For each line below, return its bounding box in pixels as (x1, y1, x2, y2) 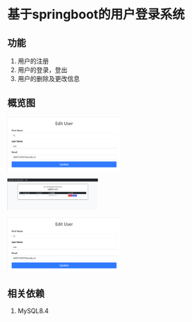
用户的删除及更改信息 (17, 75, 80, 83)
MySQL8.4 (17, 306, 49, 315)
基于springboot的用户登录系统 (7, 6, 185, 23)
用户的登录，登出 (17, 66, 68, 74)
